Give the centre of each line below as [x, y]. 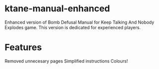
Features [23, 48]
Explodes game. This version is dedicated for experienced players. [73, 27]
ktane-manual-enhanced [57, 9]
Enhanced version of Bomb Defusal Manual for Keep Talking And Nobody [79, 22]
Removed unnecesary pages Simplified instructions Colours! [66, 61]
